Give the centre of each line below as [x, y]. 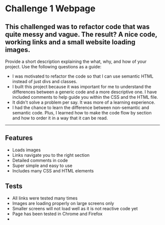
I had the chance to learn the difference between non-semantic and [81, 108]
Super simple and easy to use [42, 166]
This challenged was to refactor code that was [77, 27]
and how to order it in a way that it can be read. [60, 118]
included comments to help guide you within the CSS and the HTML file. [85, 97]
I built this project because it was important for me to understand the [82, 87]
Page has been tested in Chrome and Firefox [57, 214]
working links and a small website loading [70, 42]
